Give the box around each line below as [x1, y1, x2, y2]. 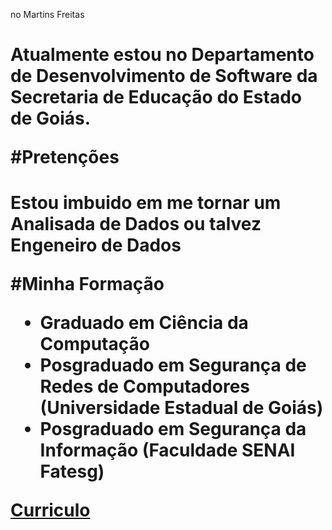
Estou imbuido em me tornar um [10, 192, 282, 214]
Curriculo [10, 499, 91, 522]
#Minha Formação [10, 273, 165, 296]
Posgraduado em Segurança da [39, 418, 307, 441]
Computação [39, 333, 150, 356]
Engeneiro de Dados [10, 234, 182, 257]
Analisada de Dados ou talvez [10, 213, 262, 236]
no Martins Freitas [10, 9, 85, 20]
